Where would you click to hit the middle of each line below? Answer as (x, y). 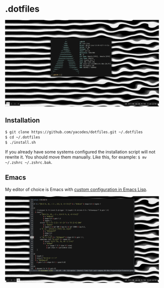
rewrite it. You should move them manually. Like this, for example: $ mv (76, 157)
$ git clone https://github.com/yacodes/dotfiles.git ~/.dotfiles (74, 132)
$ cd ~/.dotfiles (23, 137)
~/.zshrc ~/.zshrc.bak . (29, 162)
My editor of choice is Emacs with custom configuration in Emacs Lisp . (76, 189)
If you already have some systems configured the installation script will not (80, 152)
